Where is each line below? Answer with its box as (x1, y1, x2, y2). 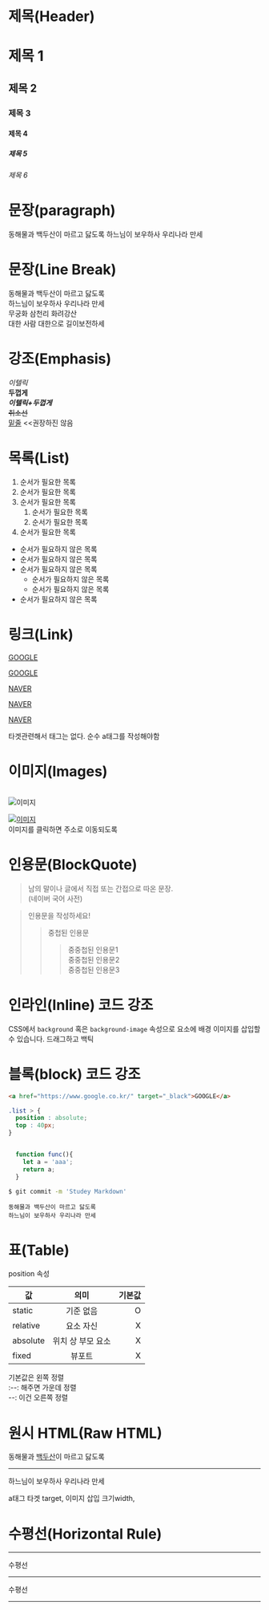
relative (12, 1320, 41, 1332)
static (12, 1305, 34, 1316)
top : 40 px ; (15, 1121, 56, 1129)
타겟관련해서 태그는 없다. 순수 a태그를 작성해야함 (8, 731, 160, 740)
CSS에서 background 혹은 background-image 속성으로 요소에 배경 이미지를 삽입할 (8, 1024, 261, 1033)
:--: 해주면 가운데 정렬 (8, 1383, 77, 1393)
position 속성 (8, 1269, 50, 1279)
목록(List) (8, 449, 70, 468)
